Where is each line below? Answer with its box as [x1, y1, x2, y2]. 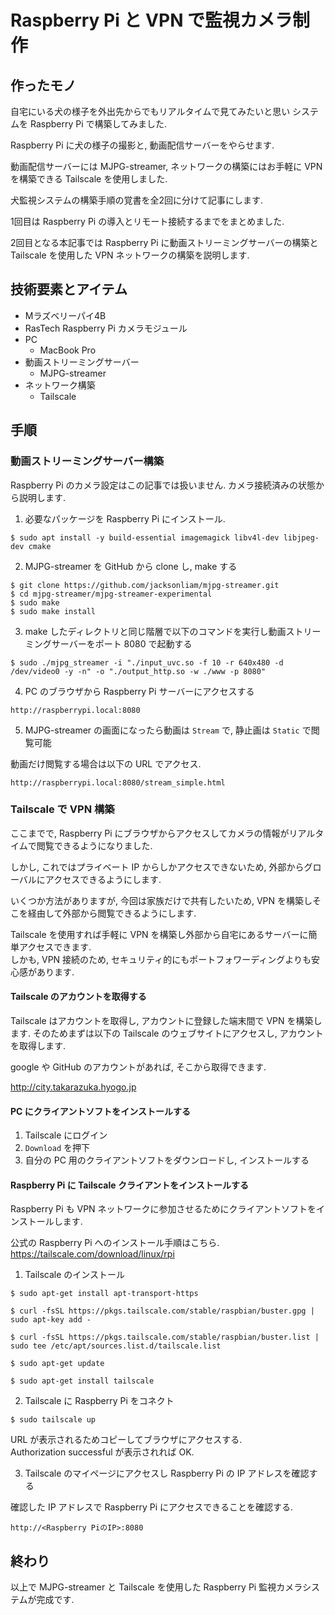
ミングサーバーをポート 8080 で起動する [24, 637, 193, 650]
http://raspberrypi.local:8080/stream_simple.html [10, 777, 226, 788]
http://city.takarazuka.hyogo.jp [10, 1081, 137, 1093]
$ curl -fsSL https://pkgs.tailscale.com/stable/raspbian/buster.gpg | [10, 1306, 315, 1316]
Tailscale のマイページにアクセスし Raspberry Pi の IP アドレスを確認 [24, 1467, 310, 1480]
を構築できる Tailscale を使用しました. [10, 173, 168, 185]
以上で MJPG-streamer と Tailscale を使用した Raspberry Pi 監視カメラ [10, 1581, 303, 1593]
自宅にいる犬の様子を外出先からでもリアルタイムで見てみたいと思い [10, 106, 291, 117]
